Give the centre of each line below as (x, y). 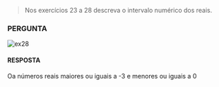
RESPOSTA (24, 60)
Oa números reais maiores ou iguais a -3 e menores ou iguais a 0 (102, 76)
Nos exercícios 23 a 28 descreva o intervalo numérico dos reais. (118, 10)
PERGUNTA (27, 28)
